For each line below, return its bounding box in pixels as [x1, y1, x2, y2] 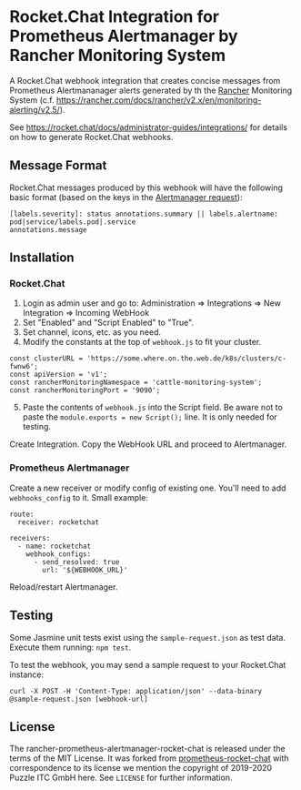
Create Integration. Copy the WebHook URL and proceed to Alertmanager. [9, 439, 287, 450]
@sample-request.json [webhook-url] [9, 694, 148, 704]
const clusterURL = [9, 354, 84, 363]
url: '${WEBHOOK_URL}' [42, 565, 128, 574]
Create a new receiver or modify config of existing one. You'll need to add [9, 482, 286, 493]
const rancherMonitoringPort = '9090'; [9, 386, 161, 395]
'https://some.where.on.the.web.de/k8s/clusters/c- [86, 354, 286, 363]
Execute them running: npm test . [9, 642, 132, 653]
